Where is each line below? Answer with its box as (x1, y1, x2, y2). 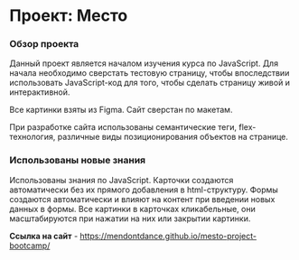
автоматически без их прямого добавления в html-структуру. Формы (9, 184, 278, 195)
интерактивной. (9, 87, 70, 97)
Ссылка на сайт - (9, 230, 79, 241)
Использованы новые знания (9, 154, 146, 167)
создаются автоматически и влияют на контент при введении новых (9, 193, 276, 204)
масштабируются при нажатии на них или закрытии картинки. (9, 213, 251, 224)
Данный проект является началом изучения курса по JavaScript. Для (9, 58, 278, 69)
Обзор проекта (9, 38, 79, 51)
